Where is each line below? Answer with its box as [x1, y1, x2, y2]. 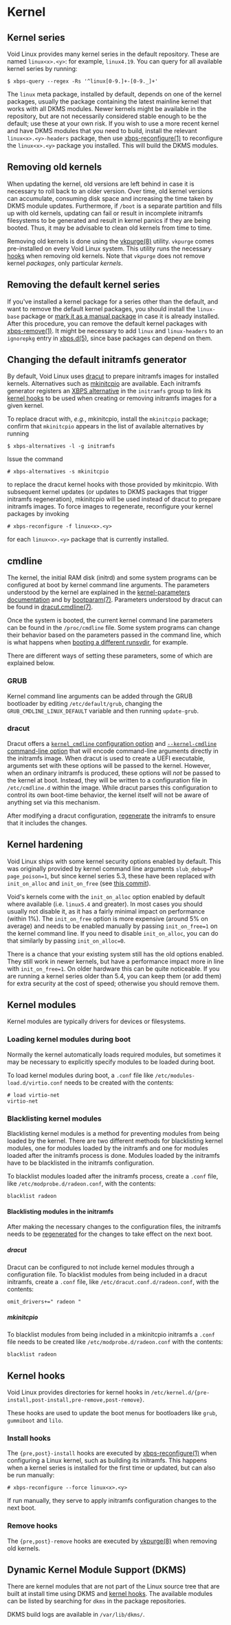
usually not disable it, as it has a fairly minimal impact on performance [7, 907, 205, 915]
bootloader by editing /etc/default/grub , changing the [7, 699, 163, 707]
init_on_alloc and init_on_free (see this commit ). [7, 879, 151, 887]
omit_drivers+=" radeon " [7, 1299, 81, 1306]
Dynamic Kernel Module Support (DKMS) [7, 1564, 187, 1575]
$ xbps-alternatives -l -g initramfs [7, 443, 115, 450]
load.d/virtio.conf [7, 1079, 63, 1087]
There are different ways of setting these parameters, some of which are [7, 651, 213, 660]
